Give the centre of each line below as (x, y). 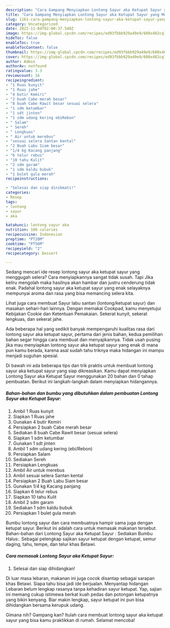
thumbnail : (17, 52)
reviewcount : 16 (23, 76)
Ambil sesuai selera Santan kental (48, 476)
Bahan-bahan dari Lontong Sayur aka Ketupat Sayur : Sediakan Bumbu (79, 534)
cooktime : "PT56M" (25, 244)
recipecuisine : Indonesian (34, 235)
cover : (13, 57)
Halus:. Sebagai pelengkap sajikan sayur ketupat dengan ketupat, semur (81, 539)
